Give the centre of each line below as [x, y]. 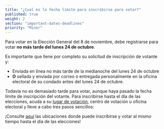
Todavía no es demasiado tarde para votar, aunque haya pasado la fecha [78, 91]
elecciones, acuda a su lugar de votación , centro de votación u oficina [76, 102]
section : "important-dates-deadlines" [45, 23]
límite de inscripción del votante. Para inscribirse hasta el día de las [73, 97]
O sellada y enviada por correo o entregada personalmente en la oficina [85, 77]
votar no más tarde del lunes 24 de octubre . [50, 47]
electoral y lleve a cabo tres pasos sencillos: [50, 107]
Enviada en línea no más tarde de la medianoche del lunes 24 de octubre [86, 71]
